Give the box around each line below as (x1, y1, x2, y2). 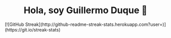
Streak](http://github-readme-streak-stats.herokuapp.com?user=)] (25, 21, 166, 27)
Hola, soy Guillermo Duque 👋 (23, 5, 148, 16)
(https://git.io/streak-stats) (5, 26, 61, 32)
